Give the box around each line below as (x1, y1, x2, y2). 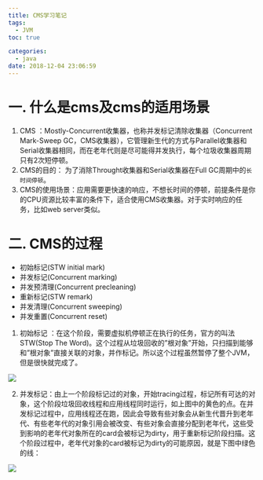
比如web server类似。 (33, 204, 104, 214)
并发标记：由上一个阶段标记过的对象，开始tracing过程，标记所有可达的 (19, 389, 249, 398)
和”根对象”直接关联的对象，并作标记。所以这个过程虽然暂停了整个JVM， (19, 347, 254, 357)
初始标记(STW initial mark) (19, 262, 106, 272)
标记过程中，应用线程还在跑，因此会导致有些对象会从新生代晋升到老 (26, 409, 247, 418)
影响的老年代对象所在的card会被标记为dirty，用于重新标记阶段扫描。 (26, 428, 249, 438)
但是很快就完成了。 (19, 357, 82, 367)
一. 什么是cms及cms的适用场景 (8, 99, 210, 116)
